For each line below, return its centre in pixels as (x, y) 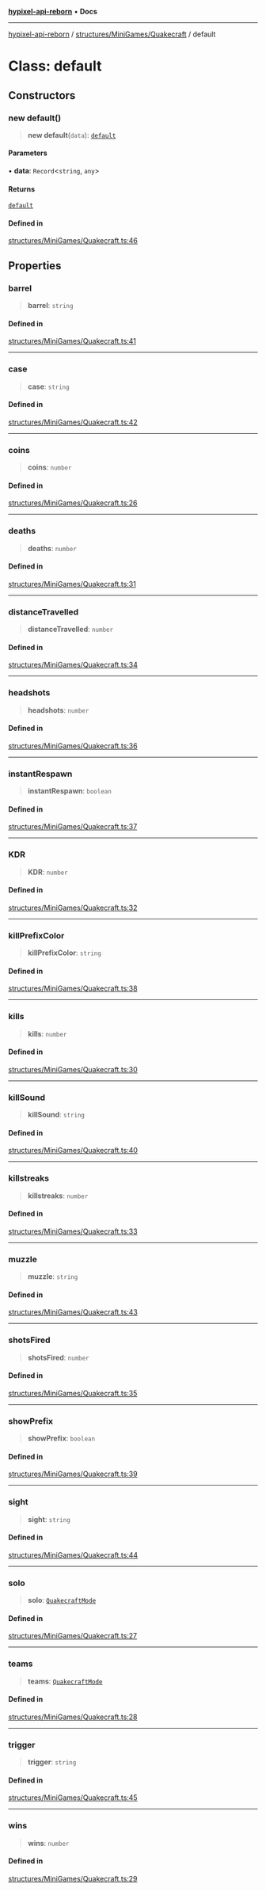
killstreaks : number (58, 1196)
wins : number (48, 1843)
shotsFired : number (58, 1357)
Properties (35, 266)
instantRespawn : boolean (70, 791)
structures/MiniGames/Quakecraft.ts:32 (73, 907)
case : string (48, 386)
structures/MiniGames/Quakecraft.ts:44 (73, 1554)
